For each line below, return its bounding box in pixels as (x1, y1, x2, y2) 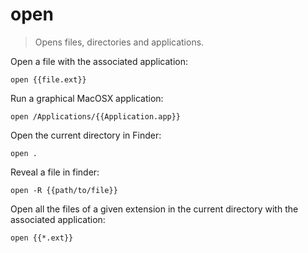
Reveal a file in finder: (10, 166, 100, 178)
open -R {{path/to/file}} (10, 185, 118, 195)
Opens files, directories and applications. (34, 36, 205, 48)
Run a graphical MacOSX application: (10, 92, 164, 104)
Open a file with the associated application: (10, 55, 188, 67)
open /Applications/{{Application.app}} (10, 111, 182, 122)
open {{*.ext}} (10, 233, 74, 243)
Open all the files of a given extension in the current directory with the (10, 203, 299, 215)
